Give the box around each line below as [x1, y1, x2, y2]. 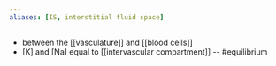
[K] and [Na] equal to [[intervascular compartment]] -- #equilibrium [21, 46, 268, 57]
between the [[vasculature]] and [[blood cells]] [21, 37, 193, 48]
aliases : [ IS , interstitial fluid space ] [9, 12, 165, 22]
